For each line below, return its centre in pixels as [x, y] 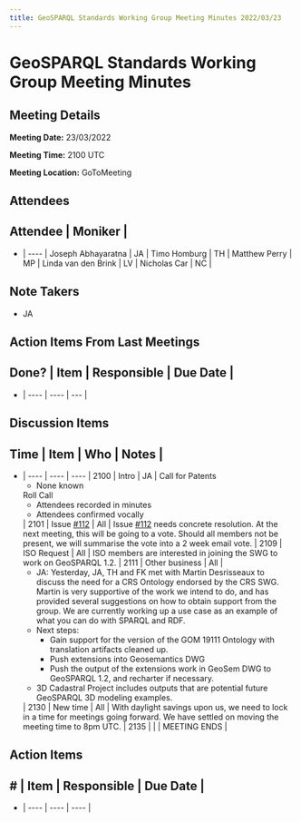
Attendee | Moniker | [69, 232]
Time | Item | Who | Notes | [87, 454]
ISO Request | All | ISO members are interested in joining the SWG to [150, 553]
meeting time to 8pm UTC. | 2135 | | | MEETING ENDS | [125, 727]
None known [60, 485]
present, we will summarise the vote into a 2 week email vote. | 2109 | [152, 543]
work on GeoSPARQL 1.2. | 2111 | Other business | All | [123, 563]
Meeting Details [55, 116]
